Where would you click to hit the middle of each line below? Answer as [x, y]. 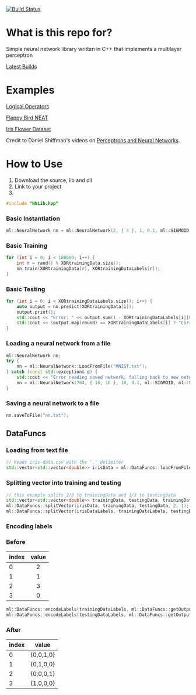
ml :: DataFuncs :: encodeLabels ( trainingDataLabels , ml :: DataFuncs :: [88, 610]
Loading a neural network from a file [58, 344]
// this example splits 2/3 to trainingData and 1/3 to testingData [91, 495]
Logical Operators [28, 106]
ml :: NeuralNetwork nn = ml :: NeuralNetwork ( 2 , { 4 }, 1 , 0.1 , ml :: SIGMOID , [99, 230]
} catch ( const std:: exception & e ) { [52, 372]
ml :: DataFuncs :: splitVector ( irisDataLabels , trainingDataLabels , [87, 511]
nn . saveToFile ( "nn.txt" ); [37, 415]
